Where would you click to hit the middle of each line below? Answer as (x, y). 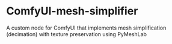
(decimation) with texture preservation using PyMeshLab (77, 34)
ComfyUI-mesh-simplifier (72, 11)
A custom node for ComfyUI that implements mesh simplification (86, 28)
